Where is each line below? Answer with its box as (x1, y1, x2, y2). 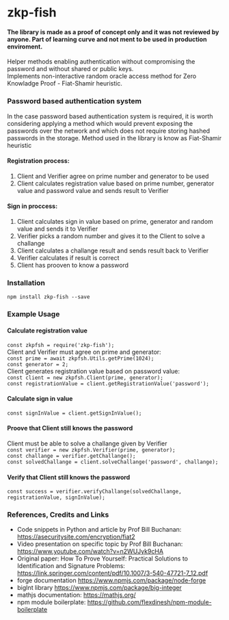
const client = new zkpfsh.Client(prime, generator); (7, 374, 164, 381)
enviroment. (7, 42, 43, 51)
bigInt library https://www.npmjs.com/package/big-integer (16, 584, 183, 592)
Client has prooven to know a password (16, 261, 129, 270)
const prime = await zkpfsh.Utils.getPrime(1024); (7, 354, 154, 362)
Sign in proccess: (7, 202, 58, 210)
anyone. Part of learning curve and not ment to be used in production (7, 35, 207, 43)
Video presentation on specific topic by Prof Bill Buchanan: (16, 540, 183, 548)
